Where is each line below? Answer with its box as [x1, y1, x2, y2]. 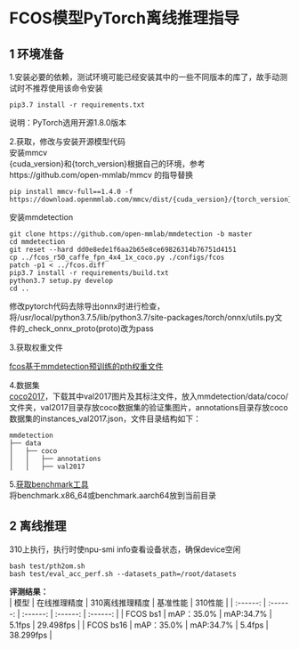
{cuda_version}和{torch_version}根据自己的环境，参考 [9, 158, 206, 169]
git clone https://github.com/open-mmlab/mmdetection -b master [9, 230, 253, 239]
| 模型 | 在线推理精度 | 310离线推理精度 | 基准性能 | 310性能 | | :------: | [9, 597, 267, 608]
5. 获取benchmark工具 [9, 479, 89, 490]
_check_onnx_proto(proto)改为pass [24, 323, 154, 334]
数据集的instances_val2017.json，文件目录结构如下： [9, 413, 202, 424]
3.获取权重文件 [9, 342, 64, 353]
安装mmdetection [9, 212, 74, 223]
